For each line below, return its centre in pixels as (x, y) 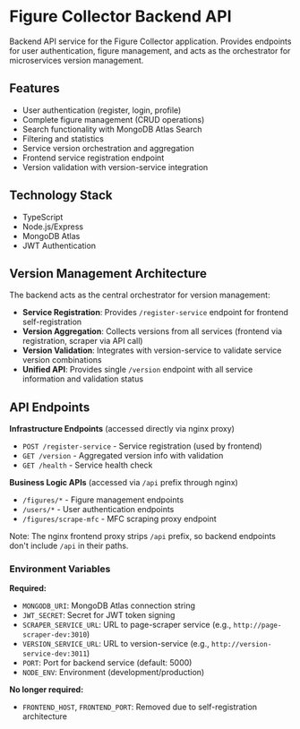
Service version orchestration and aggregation (108, 148)
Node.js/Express (52, 227)
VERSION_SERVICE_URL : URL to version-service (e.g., (116, 644)
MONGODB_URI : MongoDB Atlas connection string (108, 605)
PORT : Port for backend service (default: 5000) (107, 663)
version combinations (62, 360)
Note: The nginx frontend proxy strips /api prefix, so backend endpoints (142, 536)
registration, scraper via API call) (82, 341)
